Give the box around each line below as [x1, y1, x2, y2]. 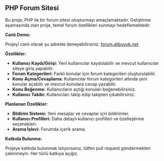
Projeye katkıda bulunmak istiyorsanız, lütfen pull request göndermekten [5, 145, 151, 151]
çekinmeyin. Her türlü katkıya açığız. [5, 150, 78, 156]
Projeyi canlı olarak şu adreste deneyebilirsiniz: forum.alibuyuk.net [5, 41, 139, 47]
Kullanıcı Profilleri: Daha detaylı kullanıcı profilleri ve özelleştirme [12, 115, 144, 122]
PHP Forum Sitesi [5, 4, 59, 12]
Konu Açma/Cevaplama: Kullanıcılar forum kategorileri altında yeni [12, 76, 148, 81]
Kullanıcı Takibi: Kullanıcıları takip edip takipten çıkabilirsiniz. [12, 91, 136, 97]
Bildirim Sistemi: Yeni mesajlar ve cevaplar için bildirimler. [12, 110, 130, 116]
